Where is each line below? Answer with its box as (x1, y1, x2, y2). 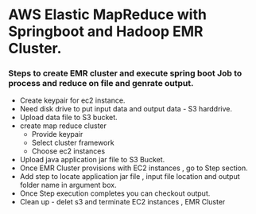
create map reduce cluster (19, 121, 107, 130)
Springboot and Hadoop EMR (8, 22, 204, 41)
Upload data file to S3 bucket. (19, 113, 118, 123)
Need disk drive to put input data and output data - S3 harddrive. (19, 104, 233, 114)
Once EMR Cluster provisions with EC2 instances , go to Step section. (19, 163, 248, 173)
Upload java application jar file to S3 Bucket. (19, 155, 165, 165)
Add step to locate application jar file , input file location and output (19, 172, 240, 181)
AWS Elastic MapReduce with (8, 6, 207, 24)
